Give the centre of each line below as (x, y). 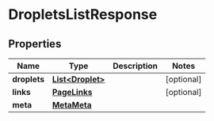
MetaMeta (72, 105)
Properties (35, 44)
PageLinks (72, 92)
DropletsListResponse (83, 15)
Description (135, 66)
